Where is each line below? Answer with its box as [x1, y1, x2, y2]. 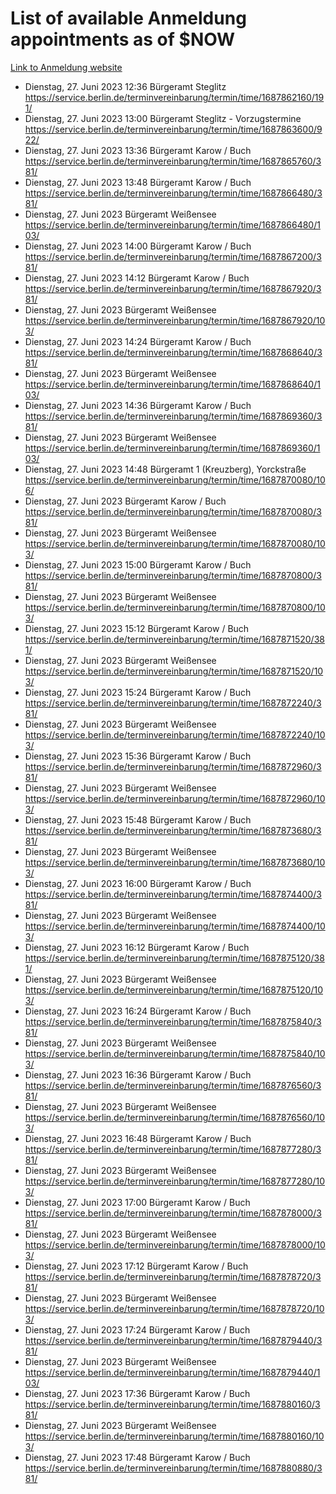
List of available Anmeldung [10, 7, 247, 30]
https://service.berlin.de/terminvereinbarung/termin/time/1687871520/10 [24, 665, 324, 677]
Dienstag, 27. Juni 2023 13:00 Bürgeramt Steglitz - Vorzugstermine [24, 112, 302, 124]
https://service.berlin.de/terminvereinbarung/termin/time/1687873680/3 [24, 824, 322, 836]
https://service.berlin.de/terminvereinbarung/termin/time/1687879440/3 [24, 1334, 323, 1346]
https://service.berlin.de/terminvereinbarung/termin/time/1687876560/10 [24, 1111, 326, 1123]
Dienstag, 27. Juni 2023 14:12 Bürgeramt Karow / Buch [24, 272, 250, 284]
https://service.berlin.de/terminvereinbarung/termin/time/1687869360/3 [24, 410, 323, 422]
